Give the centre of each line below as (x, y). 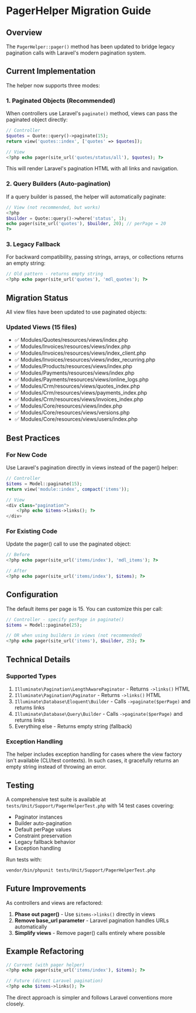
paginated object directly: (37, 120)
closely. (16, 1004)
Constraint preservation (43, 836)
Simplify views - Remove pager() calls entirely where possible (90, 933)
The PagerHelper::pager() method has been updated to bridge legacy (90, 46)
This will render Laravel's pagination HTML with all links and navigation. (92, 169)
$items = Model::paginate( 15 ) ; (44, 484)
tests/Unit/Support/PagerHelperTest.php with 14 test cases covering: (90, 806)
